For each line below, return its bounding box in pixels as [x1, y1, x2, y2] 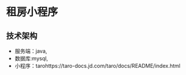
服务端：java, [14, 48, 47, 54]
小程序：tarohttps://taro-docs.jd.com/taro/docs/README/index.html [14, 63, 181, 69]
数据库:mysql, [14, 55, 48, 62]
